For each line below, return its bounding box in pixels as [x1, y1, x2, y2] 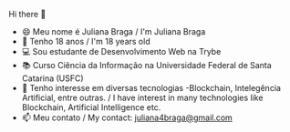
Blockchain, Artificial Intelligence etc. [21, 102, 161, 113]
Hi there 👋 [8, 9, 47, 19]
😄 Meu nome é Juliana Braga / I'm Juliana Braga [21, 26, 206, 36]
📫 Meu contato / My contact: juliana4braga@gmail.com [21, 112, 233, 123]
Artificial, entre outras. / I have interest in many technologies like [21, 92, 264, 103]
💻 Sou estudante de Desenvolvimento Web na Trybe [21, 46, 222, 56]
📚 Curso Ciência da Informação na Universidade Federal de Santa [21, 60, 273, 70]
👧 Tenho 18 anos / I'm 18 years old [21, 36, 151, 46]
